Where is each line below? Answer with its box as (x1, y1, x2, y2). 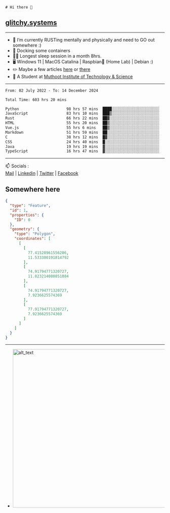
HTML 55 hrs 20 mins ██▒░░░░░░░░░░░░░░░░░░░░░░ (5, 121, 159, 126)
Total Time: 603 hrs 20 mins (5, 97, 67, 102)
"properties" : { (10, 212, 44, 217)
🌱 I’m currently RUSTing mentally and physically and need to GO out (12, 36, 155, 43)
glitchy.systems (5, 18, 57, 27)
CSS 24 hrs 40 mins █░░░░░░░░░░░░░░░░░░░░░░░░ (5, 139, 159, 144)
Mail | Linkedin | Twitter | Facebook (5, 170, 78, 176)
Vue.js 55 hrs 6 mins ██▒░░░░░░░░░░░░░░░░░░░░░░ (5, 125, 159, 130)
